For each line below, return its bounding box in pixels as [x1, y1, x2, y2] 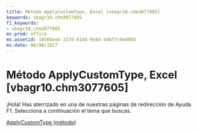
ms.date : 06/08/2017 [6, 43, 58, 49]
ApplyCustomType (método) [6, 118, 77, 126]
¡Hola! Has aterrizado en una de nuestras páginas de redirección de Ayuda [6, 100, 192, 108]
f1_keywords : [6, 20, 39, 26]
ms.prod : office [6, 31, 47, 37]
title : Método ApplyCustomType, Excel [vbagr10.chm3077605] [6, 8, 161, 15]
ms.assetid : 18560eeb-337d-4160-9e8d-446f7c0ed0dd [6, 37, 136, 43]
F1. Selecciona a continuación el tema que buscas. [6, 107, 132, 114]
